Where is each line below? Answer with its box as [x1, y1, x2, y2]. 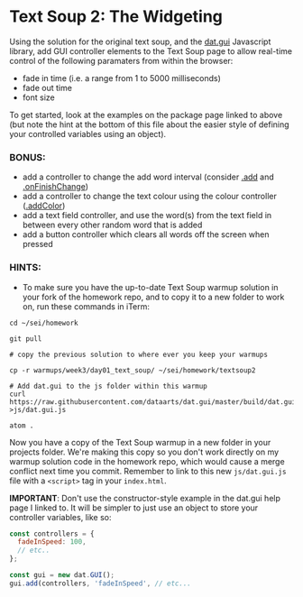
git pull [9, 334, 42, 344]
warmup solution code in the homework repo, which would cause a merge [9, 455, 286, 466]
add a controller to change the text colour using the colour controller [22, 191, 277, 202]
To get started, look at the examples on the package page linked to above [9, 109, 283, 120]
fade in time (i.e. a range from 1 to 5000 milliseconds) [22, 72, 221, 83]
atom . [9, 421, 34, 430]
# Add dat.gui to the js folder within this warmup [9, 381, 207, 390]
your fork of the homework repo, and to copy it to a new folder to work [22, 291, 285, 302]
